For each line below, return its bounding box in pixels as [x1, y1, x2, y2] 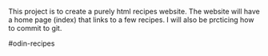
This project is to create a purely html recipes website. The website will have [8, 7, 260, 16]
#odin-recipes [8, 39, 55, 48]
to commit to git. [8, 24, 62, 32]
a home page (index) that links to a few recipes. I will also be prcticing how [8, 15, 254, 24]
